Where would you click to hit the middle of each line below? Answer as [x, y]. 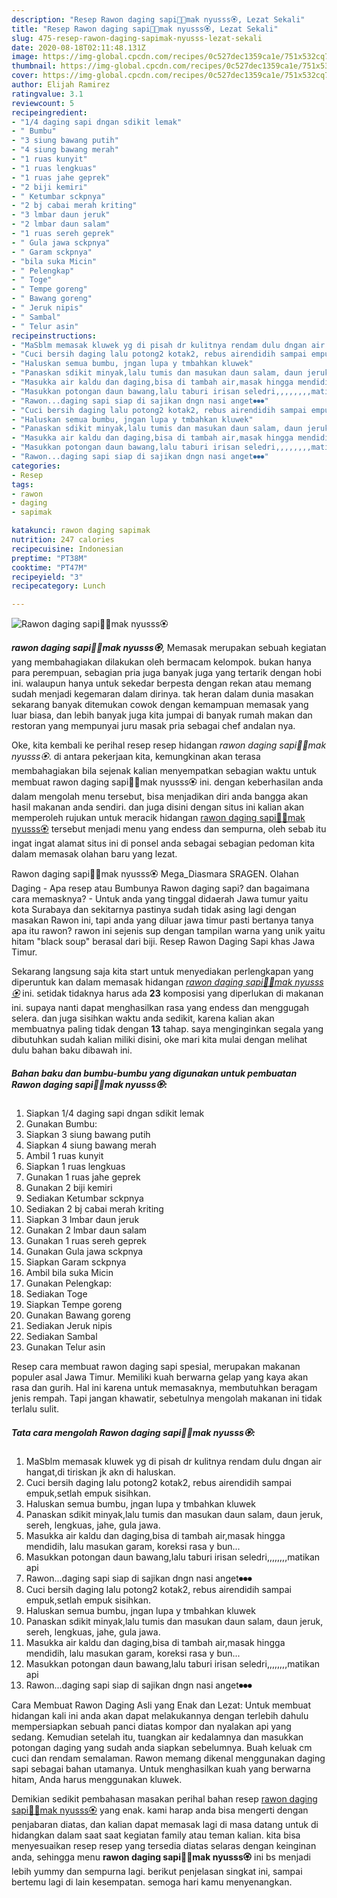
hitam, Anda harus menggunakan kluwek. [97, 1780]
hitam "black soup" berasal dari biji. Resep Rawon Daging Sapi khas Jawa [163, 942]
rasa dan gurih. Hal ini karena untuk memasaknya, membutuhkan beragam [164, 1388]
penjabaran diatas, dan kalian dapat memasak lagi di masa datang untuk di [165, 1825]
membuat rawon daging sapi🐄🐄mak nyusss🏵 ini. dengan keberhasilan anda [167, 782]
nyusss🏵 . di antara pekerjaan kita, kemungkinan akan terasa [136, 757]
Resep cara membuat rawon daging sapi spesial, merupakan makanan [156, 1367]
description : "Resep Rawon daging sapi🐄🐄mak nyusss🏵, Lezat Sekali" [158, 19]
